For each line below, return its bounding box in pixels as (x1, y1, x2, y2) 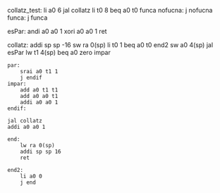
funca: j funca (7, 13, 48, 22)
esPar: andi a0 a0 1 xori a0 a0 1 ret (7, 27, 107, 35)
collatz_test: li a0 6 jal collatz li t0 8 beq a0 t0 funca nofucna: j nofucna (7, 6, 213, 14)
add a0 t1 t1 (20, 87, 59, 94)
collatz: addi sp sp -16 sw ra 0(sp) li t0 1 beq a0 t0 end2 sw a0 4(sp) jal (7, 41, 214, 49)
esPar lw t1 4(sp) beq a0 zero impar (7, 49, 111, 56)
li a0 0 (20, 173, 42, 180)
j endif (20, 74, 42, 81)
